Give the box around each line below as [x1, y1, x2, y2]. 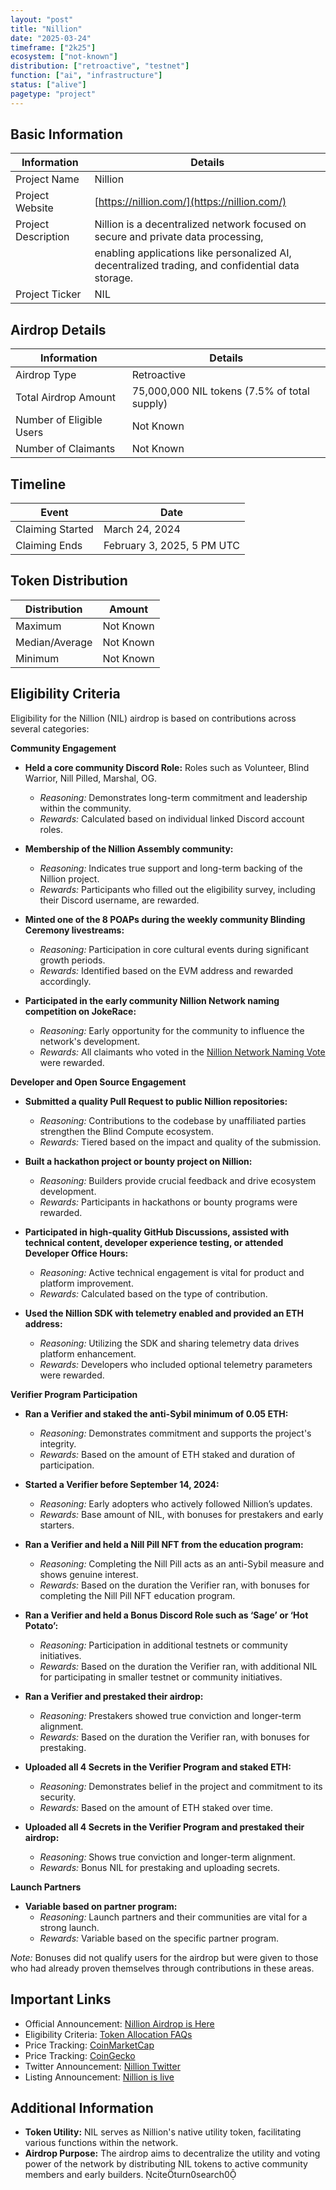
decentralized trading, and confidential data [94, 259, 300, 273]
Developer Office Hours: [24, 1247, 129, 1259]
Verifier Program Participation [10, 1388, 138, 1400]
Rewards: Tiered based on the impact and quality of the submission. [39, 1136, 322, 1148]
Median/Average [15, 635, 93, 649]
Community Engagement [10, 742, 117, 754]
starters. [39, 1519, 75, 1531]
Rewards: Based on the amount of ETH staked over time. [39, 1801, 273, 1813]
